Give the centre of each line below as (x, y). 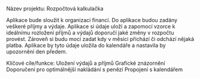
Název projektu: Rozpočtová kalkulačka (55, 9)
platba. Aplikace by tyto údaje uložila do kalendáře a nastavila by (86, 45)
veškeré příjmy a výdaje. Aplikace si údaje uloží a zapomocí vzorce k (91, 26)
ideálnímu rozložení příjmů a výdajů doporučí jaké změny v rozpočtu (90, 33)
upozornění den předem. (37, 52)
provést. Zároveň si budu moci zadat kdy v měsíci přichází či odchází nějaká (100, 39)
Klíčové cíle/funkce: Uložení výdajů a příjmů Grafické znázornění (86, 63)
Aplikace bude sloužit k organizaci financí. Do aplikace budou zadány (92, 20)
